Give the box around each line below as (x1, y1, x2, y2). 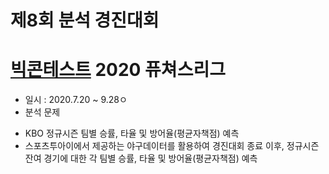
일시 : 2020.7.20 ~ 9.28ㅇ (24, 94, 128, 106)
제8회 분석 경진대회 (10, 9, 160, 32)
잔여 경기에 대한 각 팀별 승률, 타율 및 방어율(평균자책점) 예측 (24, 152, 258, 165)
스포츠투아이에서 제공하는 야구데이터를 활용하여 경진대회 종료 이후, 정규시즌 (24, 140, 320, 152)
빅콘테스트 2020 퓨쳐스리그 (10, 59, 226, 81)
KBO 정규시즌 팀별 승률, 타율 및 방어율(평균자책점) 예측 (24, 127, 240, 140)
